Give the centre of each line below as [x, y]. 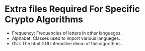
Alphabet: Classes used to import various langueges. [66, 38]
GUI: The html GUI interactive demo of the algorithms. [67, 43]
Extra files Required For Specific [72, 9]
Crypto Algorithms [44, 19]
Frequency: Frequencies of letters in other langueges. [67, 33]
